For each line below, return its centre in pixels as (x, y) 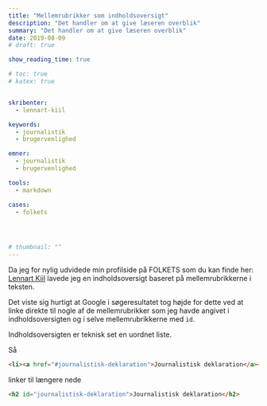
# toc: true (28, 74)
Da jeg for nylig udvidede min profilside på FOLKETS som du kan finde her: (131, 270)
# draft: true (32, 45)
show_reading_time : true (49, 60)
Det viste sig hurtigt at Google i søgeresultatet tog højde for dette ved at (126, 303)
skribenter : (28, 103)
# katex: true (32, 81)
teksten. (21, 287)
